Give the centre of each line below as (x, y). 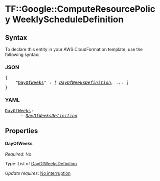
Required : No (18, 154)
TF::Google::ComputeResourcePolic (80, 9)
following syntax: (22, 54)
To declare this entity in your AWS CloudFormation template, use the (74, 49)
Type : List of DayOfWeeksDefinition (41, 164)
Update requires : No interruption (38, 173)
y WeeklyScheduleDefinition (64, 19)
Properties (22, 131)
